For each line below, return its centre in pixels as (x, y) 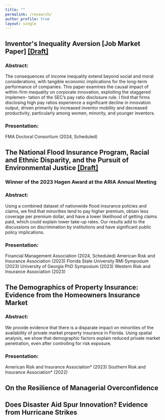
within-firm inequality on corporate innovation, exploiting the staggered (78, 92)
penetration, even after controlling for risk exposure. (58, 343)
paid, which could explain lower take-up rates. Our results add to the (75, 221)
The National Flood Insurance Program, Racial (77, 152)
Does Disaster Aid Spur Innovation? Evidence (77, 404)
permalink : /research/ (28, 14)
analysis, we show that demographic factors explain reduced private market (82, 338)
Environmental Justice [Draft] (52, 168)
